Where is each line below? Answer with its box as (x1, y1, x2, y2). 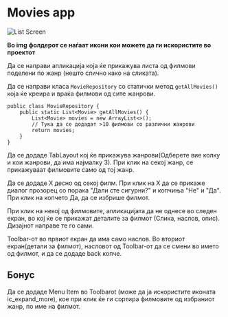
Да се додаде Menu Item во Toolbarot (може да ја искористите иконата (7, 287, 216, 296)
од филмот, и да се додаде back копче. (7, 249, 122, 257)
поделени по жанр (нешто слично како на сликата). (7, 69, 159, 77)
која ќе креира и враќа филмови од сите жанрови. (7, 89, 156, 98)
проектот (7, 48, 36, 56)
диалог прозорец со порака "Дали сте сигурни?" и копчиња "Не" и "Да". (7, 186, 221, 194)
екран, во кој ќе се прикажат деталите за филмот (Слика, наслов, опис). (7, 214, 220, 222)
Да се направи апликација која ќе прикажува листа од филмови (7, 61, 196, 69)
